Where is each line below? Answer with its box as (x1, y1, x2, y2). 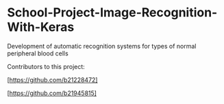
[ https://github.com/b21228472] (7, 75, 98, 83)
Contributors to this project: (7, 62, 86, 70)
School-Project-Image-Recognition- (7, 5, 218, 21)
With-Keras (7, 19, 75, 35)
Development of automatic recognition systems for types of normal (7, 42, 197, 50)
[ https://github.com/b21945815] (7, 89, 97, 97)
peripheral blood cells (7, 49, 69, 57)
